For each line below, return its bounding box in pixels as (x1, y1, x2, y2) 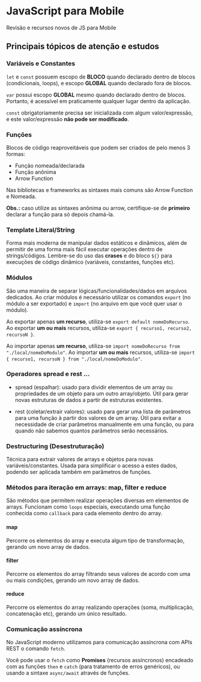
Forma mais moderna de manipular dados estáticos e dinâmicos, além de (6, 239, 187, 247)
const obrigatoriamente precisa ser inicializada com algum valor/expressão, (6, 109, 193, 116)
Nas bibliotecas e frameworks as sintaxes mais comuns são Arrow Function (6, 186, 193, 193)
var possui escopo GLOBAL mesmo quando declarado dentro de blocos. (6, 91, 186, 98)
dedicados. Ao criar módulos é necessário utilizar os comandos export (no (6, 293, 191, 301)
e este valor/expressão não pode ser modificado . (6, 115, 129, 122)
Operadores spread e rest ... (6, 370, 90, 378)
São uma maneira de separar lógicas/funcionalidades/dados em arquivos (6, 287, 187, 295)
